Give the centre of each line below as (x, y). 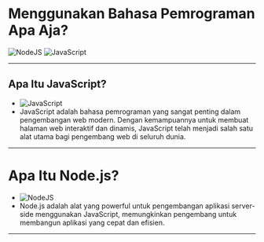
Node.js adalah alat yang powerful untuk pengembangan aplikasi (125, 206)
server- (243, 206)
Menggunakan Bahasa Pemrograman (132, 14)
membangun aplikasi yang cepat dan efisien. (92, 222)
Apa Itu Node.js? (64, 176)
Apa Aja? (38, 30)
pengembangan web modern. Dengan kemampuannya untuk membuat (134, 119)
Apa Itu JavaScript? (58, 84)
